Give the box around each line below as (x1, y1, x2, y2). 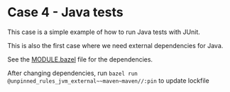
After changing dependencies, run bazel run (7, 69, 138, 77)
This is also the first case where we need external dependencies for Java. (7, 41, 224, 50)
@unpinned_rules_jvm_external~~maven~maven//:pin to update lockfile (7, 76, 209, 85)
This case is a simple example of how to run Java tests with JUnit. (7, 28, 201, 36)
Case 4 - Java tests (7, 4, 124, 21)
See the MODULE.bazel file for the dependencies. (7, 54, 153, 64)
